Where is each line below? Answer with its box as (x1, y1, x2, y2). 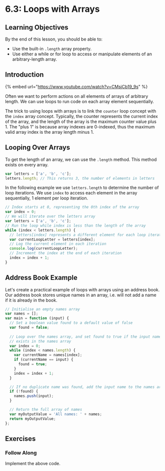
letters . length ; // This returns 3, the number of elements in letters (5, 176, 155, 181)
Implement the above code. (5, 461, 60, 467)
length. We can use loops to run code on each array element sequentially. (5, 98, 154, 104)
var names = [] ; (5, 311, 38, 316)
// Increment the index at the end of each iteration (9, 251, 122, 256)
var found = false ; (9, 325, 50, 330)
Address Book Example (5, 274, 78, 282)
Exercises (5, 434, 36, 443)
